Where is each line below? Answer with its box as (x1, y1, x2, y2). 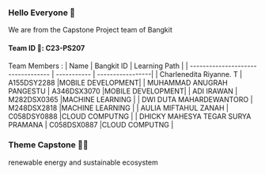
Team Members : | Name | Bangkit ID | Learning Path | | (8, 61, 188, 70)
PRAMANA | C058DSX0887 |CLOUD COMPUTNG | (8, 120, 174, 129)
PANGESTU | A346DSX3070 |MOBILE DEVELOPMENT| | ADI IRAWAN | (8, 86, 238, 96)
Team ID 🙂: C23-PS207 (8, 43, 85, 52)
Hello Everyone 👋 (8, 7, 75, 18)
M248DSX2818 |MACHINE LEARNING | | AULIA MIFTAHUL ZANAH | (8, 103, 229, 112)
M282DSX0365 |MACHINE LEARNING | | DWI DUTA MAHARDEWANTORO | (8, 94, 253, 104)
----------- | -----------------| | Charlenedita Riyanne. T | (55, 69, 243, 78)
